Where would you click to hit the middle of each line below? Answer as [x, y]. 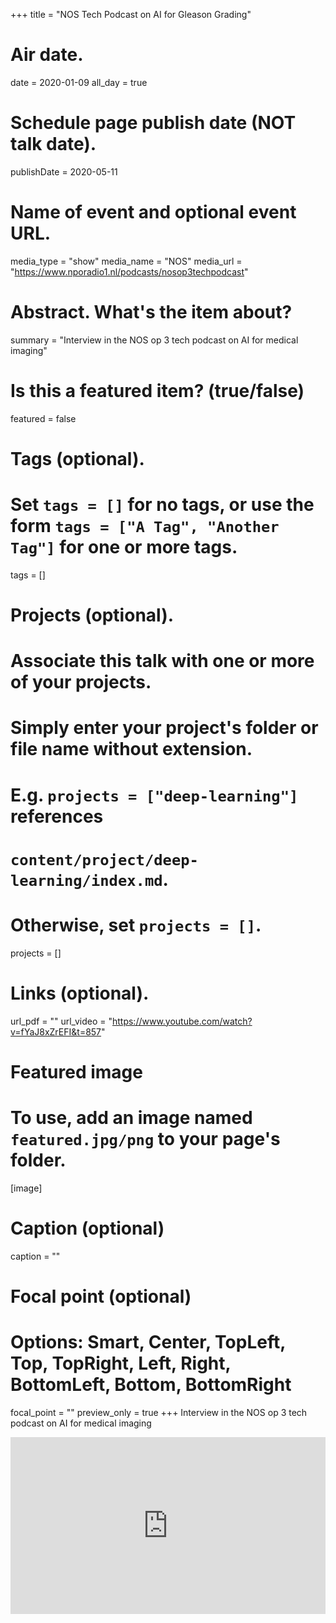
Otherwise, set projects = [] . [136, 925]
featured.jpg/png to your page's [145, 1139]
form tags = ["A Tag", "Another [145, 526]
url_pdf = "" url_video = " [61, 1021]
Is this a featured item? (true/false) [157, 390]
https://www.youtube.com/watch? [182, 1021]
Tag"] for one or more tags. [124, 547]
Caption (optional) [87, 1228]
